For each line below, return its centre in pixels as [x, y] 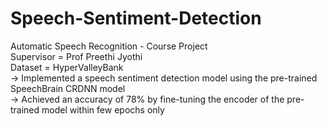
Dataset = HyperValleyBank [67, 67]
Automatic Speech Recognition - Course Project [109, 46]
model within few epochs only [103, 109]
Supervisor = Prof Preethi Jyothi [76, 56]
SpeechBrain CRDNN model [68, 88]
